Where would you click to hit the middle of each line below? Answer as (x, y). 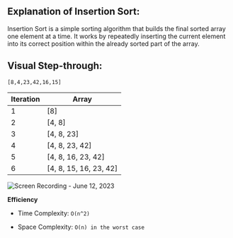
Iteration (25, 99)
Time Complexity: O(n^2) (53, 213)
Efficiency (23, 199)
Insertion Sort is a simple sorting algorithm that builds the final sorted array (117, 28)
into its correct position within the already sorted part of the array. (103, 43)
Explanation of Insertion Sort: (74, 12)
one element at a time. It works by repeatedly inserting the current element (116, 36)
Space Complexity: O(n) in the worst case (81, 227)
